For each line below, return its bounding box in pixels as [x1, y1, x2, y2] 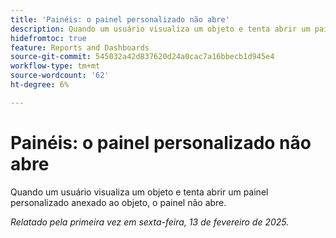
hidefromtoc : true [10, 33, 87, 43]
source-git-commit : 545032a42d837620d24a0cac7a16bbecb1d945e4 [10, 52, 275, 62]
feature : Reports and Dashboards [10, 42, 150, 53]
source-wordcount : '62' [10, 71, 110, 81]
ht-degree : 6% [10, 80, 70, 90]
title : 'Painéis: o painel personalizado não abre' [10, 14, 230, 25]
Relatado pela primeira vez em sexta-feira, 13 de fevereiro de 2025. [10, 216, 290, 228]
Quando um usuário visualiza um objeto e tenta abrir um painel [10, 186, 269, 198]
